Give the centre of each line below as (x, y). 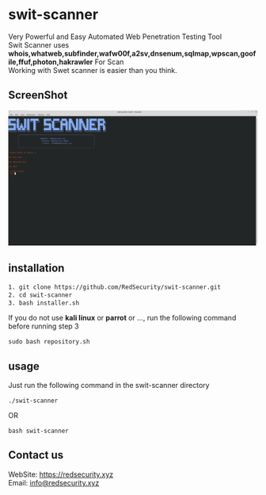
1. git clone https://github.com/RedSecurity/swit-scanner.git (115, 287)
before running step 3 (44, 326)
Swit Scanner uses (39, 44)
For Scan (109, 62)
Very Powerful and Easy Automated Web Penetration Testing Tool (115, 36)
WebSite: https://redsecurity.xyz (61, 474)
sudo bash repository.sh (49, 342)
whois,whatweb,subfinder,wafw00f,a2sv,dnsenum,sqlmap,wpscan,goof (132, 53)
